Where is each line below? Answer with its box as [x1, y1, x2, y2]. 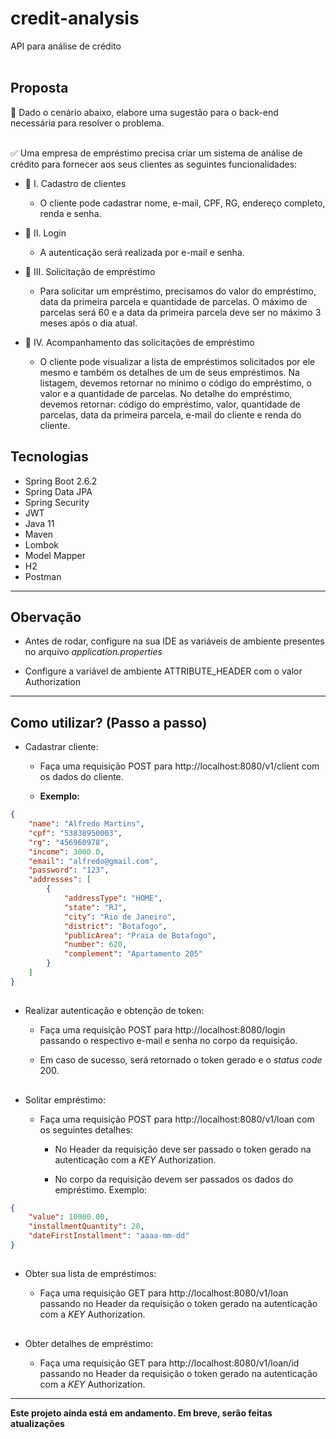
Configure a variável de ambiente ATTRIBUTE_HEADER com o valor [24, 665, 303, 677]
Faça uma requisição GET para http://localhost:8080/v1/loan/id [39, 1357, 300, 1369]
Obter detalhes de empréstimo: [24, 1337, 154, 1349]
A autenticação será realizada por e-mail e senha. [39, 246, 245, 258]
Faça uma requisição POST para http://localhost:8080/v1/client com [39, 760, 320, 772]
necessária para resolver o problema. [10, 117, 165, 129]
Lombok [24, 538, 60, 551]
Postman [24, 570, 62, 582]
